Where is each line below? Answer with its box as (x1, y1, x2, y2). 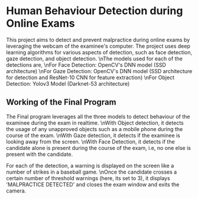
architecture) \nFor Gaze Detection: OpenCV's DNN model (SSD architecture (6, 67, 193, 74)
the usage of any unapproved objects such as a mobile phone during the (6, 125, 183, 132)
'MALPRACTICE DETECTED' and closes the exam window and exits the (6, 181, 180, 188)
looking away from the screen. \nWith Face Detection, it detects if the (6, 138, 176, 145)
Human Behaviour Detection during (6, 4, 183, 18)
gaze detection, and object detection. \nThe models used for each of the (6, 55, 183, 62)
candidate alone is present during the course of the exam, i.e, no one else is (6, 144, 191, 151)
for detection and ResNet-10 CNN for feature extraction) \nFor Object (6, 74, 174, 81)
